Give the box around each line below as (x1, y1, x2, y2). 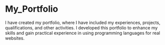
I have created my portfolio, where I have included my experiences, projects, (5, 20, 161, 25)
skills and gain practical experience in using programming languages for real (5, 30, 160, 36)
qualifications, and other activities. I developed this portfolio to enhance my (5, 24, 158, 30)
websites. (5, 35, 25, 41)
